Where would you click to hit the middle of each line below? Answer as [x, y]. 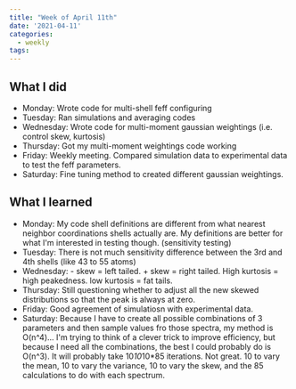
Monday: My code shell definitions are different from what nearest [144, 223]
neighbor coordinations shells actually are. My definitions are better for [152, 233]
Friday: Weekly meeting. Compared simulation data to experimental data [155, 155]
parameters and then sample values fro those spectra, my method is [148, 328]
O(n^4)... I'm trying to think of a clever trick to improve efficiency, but [149, 337]
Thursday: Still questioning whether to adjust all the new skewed [140, 289]
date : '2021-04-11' [45, 26]
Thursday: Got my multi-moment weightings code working [129, 146]
